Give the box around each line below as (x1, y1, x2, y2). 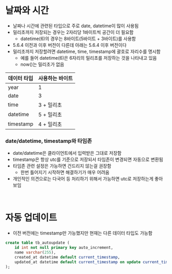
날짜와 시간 (5, 5, 49, 16)
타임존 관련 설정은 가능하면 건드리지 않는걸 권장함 (12, 163, 112, 169)
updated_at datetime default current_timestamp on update (14, 259, 141, 265)
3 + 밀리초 (38, 101, 62, 108)
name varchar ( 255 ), (14, 250, 56, 255)
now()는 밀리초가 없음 (20, 61, 64, 67)
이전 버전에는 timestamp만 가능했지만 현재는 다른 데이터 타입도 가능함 (12, 230, 153, 236)
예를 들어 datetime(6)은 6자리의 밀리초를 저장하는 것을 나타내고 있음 (20, 54, 157, 61)
